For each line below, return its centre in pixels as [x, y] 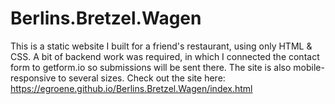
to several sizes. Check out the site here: [142, 78]
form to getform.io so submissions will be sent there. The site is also [151, 67]
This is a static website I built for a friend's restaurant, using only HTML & [161, 46]
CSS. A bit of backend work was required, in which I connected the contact [165, 56]
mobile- [309, 67]
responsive [33, 78]
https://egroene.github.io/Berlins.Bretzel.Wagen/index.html [131, 88]
